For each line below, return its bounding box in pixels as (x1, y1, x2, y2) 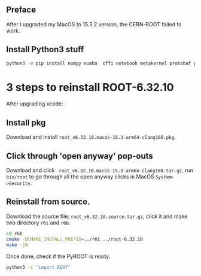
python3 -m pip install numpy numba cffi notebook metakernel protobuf (6, 60, 191, 66)
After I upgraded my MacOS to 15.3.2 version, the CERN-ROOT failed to (6, 20, 182, 28)
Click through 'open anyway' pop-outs (6, 151, 154, 161)
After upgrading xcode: (6, 100, 63, 107)
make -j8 (6, 242, 28, 248)
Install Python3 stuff (6, 44, 84, 54)
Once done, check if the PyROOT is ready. (6, 253, 111, 260)
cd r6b (6, 230, 23, 236)
